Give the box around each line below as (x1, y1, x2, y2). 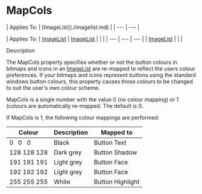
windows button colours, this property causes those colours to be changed (6, 78, 193, 85)
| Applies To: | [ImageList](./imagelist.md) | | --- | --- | (6, 23, 140, 31)
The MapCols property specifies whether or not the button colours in (6, 58, 178, 66)
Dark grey (53, 148, 82, 157)
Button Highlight (93, 177, 140, 186)
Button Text (93, 138, 127, 146)
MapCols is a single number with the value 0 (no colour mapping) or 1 (6, 96, 179, 103)
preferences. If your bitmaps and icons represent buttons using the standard (6, 71, 196, 78)
